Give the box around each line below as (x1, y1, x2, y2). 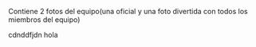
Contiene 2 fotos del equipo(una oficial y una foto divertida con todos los (8, 7, 249, 16)
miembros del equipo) (8, 15, 81, 24)
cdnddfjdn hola (8, 31, 58, 39)
